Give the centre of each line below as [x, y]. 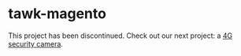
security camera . [35, 43]
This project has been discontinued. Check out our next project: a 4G [120, 35]
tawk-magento [57, 14]
